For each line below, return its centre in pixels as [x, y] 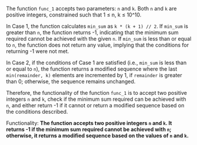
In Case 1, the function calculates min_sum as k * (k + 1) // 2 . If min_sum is [97, 26]
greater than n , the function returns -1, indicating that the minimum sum [92, 32]
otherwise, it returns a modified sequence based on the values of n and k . [98, 136]
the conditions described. [37, 112]
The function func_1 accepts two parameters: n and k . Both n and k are [91, 9]
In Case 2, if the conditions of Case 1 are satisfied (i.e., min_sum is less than [96, 62]
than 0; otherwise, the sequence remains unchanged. [71, 81]
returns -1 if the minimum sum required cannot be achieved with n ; [89, 129]
